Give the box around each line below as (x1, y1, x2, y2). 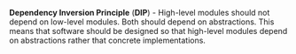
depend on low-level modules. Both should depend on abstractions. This (9, 17, 275, 27)
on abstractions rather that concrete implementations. (9, 35, 206, 45)
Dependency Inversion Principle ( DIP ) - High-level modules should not (9, 8, 270, 17)
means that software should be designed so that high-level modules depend (9, 26, 288, 36)
